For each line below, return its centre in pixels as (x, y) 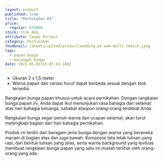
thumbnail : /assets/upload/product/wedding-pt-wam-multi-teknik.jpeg (78, 46)
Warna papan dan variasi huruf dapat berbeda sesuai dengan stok (79, 83)
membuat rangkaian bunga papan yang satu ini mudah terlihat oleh (73, 148)
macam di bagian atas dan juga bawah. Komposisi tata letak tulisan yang (79, 138)
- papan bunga (24, 55)
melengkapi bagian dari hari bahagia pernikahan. (54, 123)
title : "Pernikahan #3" (29, 19)
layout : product (22, 10)
